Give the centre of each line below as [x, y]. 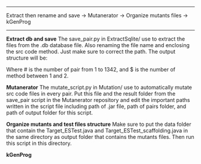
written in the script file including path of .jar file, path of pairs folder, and [96, 106]
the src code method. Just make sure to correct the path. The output [91, 52]
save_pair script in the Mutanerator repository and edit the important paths [98, 100]
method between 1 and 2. [37, 76]
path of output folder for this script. [50, 113]
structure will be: [27, 58]
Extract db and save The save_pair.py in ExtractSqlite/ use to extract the [96, 39]
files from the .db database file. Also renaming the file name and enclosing [98, 45]
